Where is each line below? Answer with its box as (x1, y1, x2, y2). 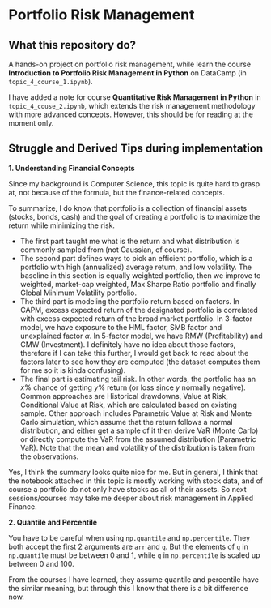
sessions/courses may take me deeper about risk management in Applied (8, 493, 254, 503)
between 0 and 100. (8, 559, 74, 568)
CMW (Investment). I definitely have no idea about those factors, (19, 339, 236, 349)
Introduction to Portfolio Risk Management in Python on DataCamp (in (8, 68, 247, 78)
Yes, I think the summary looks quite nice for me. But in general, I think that (8, 467, 258, 477)
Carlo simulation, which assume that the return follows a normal (19, 417, 233, 426)
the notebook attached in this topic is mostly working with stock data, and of (8, 476, 264, 486)
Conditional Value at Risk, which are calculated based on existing (19, 400, 237, 409)
